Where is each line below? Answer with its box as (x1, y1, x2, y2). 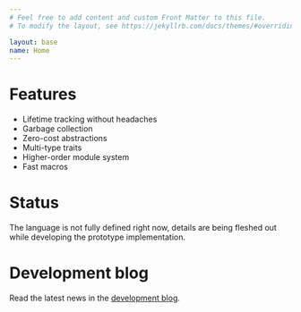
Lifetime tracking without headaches (21, 114, 158, 125)
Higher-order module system (21, 152, 130, 163)
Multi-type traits (21, 142, 82, 153)
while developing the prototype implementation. (9, 232, 186, 242)
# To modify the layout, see (9, 21, 118, 30)
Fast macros (21, 162, 69, 173)
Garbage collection (21, 123, 93, 134)
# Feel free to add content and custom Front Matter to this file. (9, 13, 267, 22)
